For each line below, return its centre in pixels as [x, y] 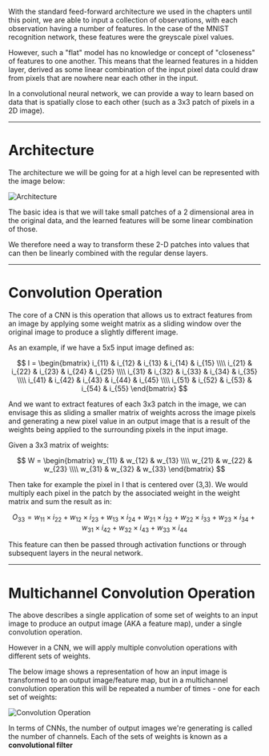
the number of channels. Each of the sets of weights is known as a [118, 737]
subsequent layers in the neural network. [76, 553]
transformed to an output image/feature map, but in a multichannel [118, 680]
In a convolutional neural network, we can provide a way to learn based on [131, 94]
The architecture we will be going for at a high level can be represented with [134, 172]
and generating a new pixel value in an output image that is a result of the [129, 421]
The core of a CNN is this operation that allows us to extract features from [130, 314]
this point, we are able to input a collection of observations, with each [123, 20]
